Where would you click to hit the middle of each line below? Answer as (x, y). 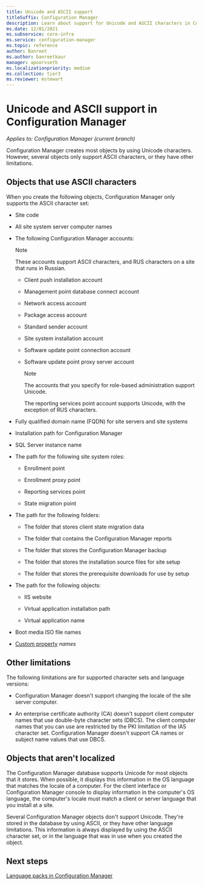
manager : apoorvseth (32, 62)
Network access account (55, 303)
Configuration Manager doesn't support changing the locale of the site (103, 695)
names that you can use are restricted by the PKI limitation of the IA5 (101, 726)
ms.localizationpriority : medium (48, 68)
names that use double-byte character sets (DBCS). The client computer (105, 720)
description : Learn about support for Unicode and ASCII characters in (98, 23)
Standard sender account (56, 326)
